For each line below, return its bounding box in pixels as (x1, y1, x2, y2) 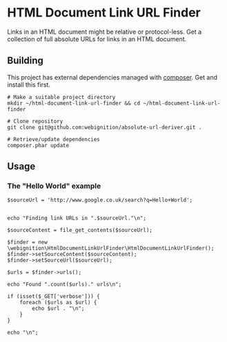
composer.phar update (7, 142, 70, 149)
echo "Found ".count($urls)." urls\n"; (7, 281, 122, 288)
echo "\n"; (7, 329, 39, 336)
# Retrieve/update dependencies (7, 136, 100, 142)
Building (7, 55, 43, 67)
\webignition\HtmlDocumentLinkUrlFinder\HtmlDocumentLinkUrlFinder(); (7, 245, 215, 252)
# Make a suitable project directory (7, 94, 116, 100)
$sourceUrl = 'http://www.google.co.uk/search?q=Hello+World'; (7, 197, 193, 204)
